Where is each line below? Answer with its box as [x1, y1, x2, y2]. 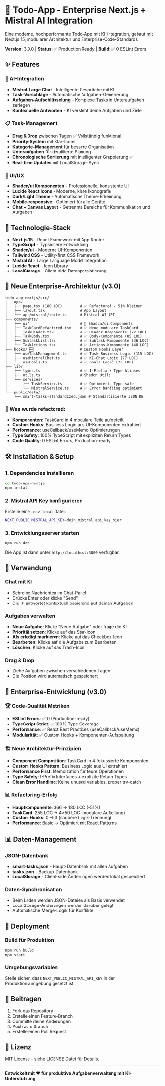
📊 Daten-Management [5, 835, 77, 843]
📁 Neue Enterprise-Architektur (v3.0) [5, 282, 121, 291]
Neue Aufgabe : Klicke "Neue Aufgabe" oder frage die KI [12, 623, 127, 629]
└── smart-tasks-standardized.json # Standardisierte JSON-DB [14, 394, 144, 399]
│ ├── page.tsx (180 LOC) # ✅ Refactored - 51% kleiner [5, 303, 142, 309]
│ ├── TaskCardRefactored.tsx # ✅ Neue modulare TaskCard [5, 325, 138, 330]
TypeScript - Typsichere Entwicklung [12, 242, 88, 248]
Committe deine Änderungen [12, 1018, 71, 1025]
